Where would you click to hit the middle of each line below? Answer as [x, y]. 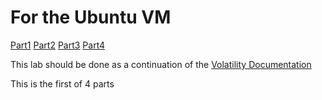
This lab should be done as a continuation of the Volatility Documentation [161, 64]
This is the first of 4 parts [62, 83]
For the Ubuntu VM [91, 17]
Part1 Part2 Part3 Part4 [58, 45]
